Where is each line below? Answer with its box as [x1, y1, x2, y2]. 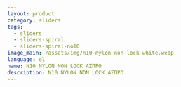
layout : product [7, 10, 55, 18]
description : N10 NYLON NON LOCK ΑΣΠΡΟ [7, 69, 124, 76]
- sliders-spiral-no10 [13, 43, 80, 50]
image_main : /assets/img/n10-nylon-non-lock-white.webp [7, 50, 174, 57]
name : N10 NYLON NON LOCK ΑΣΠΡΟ [7, 62, 102, 69]
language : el [7, 56, 46, 63]
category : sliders [7, 17, 61, 24]
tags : [7, 23, 23, 30]
